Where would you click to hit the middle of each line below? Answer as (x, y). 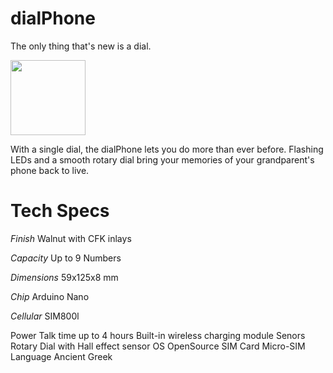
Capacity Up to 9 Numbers (66, 258)
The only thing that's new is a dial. (81, 46)
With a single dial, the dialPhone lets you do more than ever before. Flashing (167, 149)
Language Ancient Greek (61, 356)
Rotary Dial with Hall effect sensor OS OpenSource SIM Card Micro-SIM (158, 346)
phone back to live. (50, 170)
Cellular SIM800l (45, 316)
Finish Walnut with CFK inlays (71, 238)
